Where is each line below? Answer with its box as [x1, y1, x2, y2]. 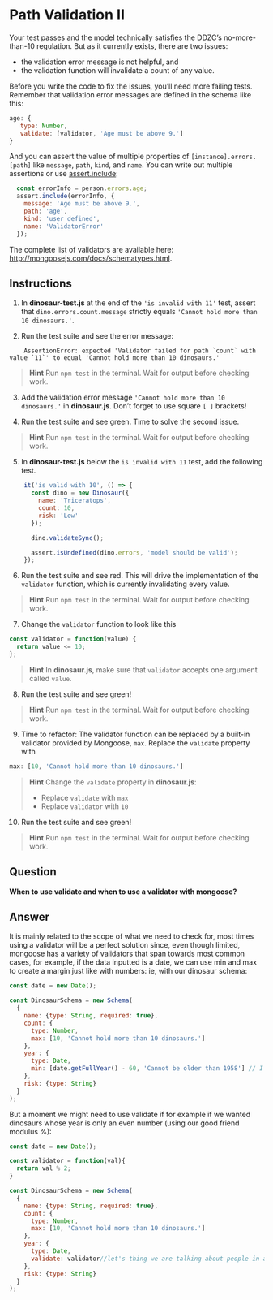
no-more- [223, 32, 256, 42]
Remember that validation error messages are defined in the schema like [9, 89, 252, 99]
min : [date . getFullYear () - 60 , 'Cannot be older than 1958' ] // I [30, 1065, 264, 1073]
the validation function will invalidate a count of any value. [20, 65, 215, 75]
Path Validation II [9, 6, 125, 24]
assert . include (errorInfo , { [16, 192, 115, 201]
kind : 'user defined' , [23, 214, 100, 222]
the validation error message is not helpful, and [20, 57, 179, 67]
